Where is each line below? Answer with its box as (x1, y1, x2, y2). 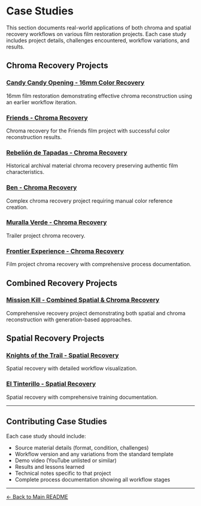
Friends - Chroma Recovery (6, 113, 88, 122)
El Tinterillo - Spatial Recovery (6, 379, 96, 388)
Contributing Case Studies (6, 417, 108, 427)
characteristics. (6, 168, 45, 176)
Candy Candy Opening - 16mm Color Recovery (6, 79, 145, 87)
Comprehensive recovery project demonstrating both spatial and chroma (6, 309, 186, 317)
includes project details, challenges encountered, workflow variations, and (6, 37, 190, 44)
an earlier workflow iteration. (6, 98, 77, 106)
